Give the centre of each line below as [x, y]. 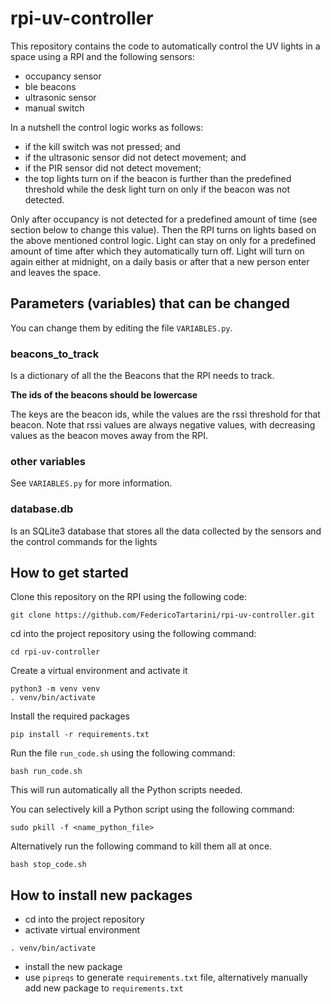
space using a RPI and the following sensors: [102, 56]
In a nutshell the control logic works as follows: [107, 127]
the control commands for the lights [84, 541]
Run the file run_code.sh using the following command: [123, 753]
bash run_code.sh [46, 772]
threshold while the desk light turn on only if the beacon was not [157, 189]
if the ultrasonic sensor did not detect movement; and [135, 157]
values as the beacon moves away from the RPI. [109, 436]
